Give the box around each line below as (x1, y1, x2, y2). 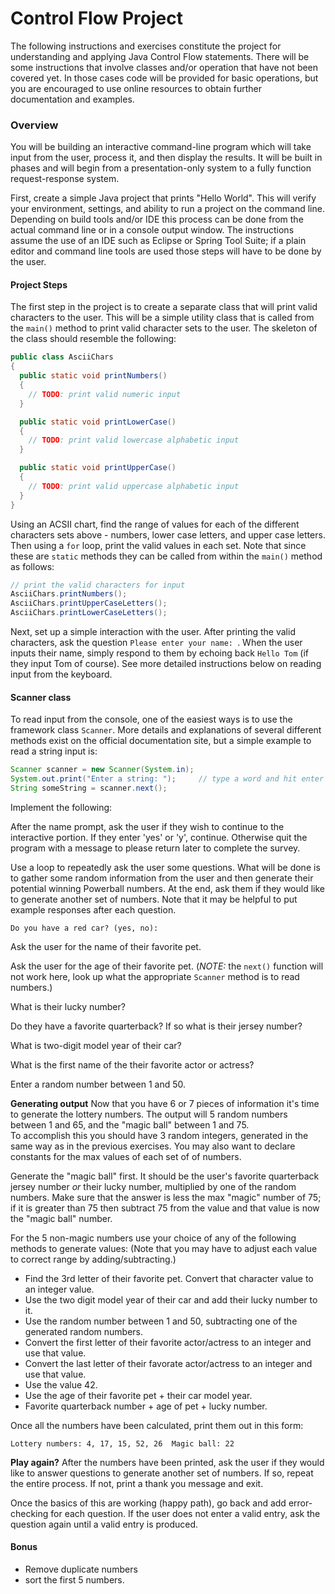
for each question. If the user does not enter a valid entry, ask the (50, 1507, 321, 1519)
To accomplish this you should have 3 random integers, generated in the (10, 1129, 309, 1141)
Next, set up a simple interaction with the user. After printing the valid (10, 626, 296, 638)
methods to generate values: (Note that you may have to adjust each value (10, 1242, 318, 1254)
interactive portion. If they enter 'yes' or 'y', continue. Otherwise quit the (10, 831, 308, 843)
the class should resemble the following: (10, 333, 177, 345)
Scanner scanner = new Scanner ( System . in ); (10, 765, 195, 775)
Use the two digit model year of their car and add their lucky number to (24, 1293, 318, 1306)
